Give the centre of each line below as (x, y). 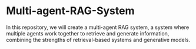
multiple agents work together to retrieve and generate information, (88, 33)
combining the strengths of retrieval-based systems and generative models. (98, 40)
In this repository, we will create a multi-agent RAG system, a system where (98, 27)
